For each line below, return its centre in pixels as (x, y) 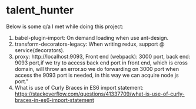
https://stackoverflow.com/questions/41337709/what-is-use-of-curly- (99, 94)
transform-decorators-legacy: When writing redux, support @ (89, 44)
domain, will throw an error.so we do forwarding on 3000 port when (97, 69)
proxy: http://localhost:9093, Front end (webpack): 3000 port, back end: (102, 56)
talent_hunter (40, 10)
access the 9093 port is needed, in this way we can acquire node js (97, 75)
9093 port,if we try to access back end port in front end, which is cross (101, 63)
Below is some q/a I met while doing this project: (65, 26)
